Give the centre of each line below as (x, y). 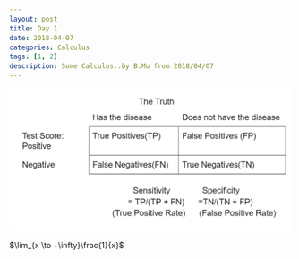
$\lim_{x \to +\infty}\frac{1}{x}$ (67, 246)
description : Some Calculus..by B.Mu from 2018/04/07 (112, 66)
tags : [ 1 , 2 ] (34, 57)
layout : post (34, 19)
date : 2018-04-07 (42, 38)
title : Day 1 (34, 28)
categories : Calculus (50, 47)
